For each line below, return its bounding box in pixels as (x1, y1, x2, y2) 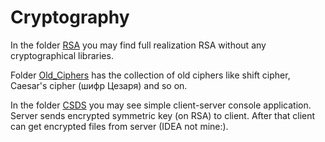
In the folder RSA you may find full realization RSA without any (10, 39, 267, 51)
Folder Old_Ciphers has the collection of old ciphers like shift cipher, (10, 69, 291, 81)
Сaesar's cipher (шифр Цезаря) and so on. (10, 79, 188, 91)
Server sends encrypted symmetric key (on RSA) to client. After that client (10, 109, 316, 121)
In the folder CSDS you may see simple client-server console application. (10, 99, 312, 111)
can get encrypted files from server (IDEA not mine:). (10, 120, 229, 132)
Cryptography (10, 6, 130, 29)
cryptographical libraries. (10, 49, 114, 61)
